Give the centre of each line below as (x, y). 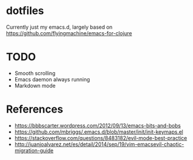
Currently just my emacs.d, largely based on (59, 27)
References (35, 109)
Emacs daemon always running (52, 79)
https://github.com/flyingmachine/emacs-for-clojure (69, 33)
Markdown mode (35, 86)
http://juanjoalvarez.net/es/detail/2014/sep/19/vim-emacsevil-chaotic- (99, 144)
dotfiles (25, 11)
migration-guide (34, 150)
